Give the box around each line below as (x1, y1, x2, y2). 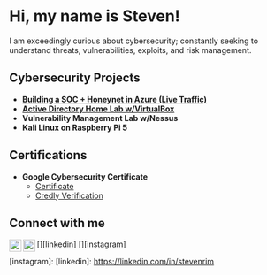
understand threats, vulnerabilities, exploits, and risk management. (9, 44, 252, 55)
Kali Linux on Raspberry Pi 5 (21, 122, 128, 133)
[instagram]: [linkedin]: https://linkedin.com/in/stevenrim (9, 256, 215, 267)
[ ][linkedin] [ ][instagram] (36, 239, 126, 249)
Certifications (9, 148, 88, 163)
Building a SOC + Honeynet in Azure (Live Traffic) (21, 94, 208, 104)
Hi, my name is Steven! (9, 6, 180, 27)
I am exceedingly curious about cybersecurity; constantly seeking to (9, 35, 259, 46)
